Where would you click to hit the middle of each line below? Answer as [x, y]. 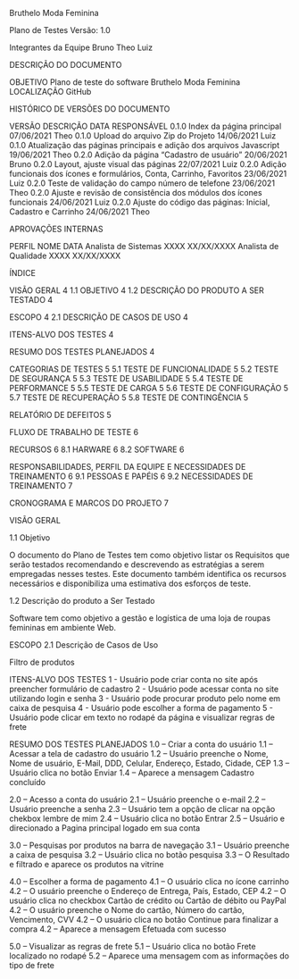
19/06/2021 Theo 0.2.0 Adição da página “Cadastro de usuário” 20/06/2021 [148, 155]
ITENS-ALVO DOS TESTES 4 [62, 335]
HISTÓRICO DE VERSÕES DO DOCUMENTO [90, 109]
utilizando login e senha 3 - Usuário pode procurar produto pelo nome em [145, 699]
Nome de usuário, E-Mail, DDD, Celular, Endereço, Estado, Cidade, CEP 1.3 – [149, 763]
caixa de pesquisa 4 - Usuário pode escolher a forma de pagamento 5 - [141, 708]
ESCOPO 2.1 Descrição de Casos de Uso [84, 645]
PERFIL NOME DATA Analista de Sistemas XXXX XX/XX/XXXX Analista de [144, 246]
